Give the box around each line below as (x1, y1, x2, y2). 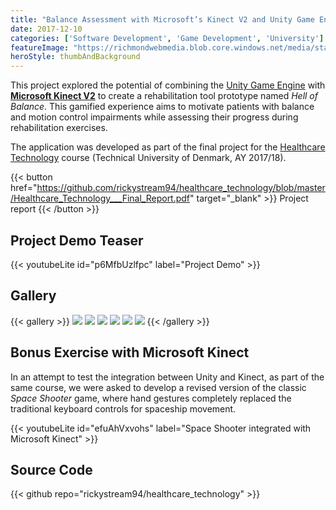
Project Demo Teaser (10, 232, 144, 249)
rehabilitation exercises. (10, 122, 108, 134)
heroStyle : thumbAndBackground (10, 52, 141, 62)
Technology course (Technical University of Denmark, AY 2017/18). (10, 152, 287, 164)
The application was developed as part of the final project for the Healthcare (10, 141, 326, 153)
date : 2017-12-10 (10, 24, 83, 34)
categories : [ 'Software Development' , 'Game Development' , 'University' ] (10, 33, 325, 43)
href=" (10, 182, 38, 194)
